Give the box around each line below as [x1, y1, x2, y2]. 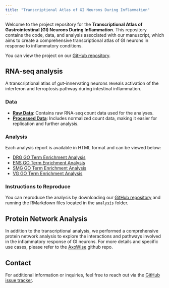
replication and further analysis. [12, 121, 79, 127]
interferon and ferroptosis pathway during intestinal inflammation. [5, 86, 142, 92]
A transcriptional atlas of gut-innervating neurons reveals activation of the [5, 80, 159, 86]
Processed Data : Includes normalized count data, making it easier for [12, 115, 157, 121]
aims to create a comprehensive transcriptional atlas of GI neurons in [5, 37, 149, 43]
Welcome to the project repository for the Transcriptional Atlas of [5, 21, 143, 27]
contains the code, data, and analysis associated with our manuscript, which [5, 32, 164, 38]
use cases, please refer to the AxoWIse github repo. [5, 244, 113, 250]
